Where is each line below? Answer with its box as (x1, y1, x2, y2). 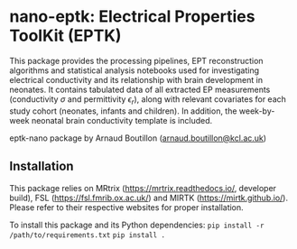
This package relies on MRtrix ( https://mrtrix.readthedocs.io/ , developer (9, 182, 277, 193)
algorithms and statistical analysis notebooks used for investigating (9, 65, 260, 76)
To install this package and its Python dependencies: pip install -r (9, 219, 265, 230)
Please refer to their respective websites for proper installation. (9, 201, 244, 213)
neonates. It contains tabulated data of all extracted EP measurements (9, 84, 271, 95)
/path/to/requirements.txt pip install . (9, 230, 165, 240)
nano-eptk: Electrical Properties (9, 6, 255, 27)
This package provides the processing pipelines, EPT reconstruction (9, 55, 264, 66)
